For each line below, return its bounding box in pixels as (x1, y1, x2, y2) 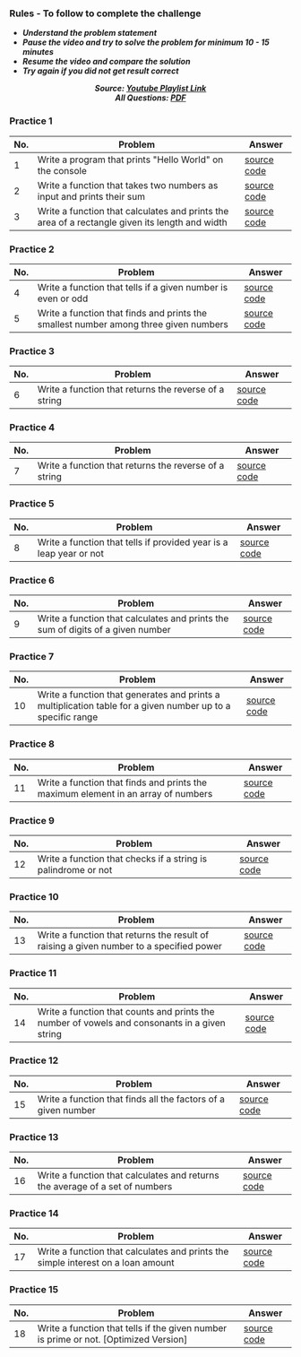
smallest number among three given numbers (37, 317, 228, 330)
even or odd (37, 292, 89, 305)
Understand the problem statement (21, 28, 158, 39)
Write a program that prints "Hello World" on (37, 153, 224, 166)
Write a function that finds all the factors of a (37, 1093, 226, 1105)
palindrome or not (37, 863, 113, 876)
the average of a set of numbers (37, 1180, 173, 1193)
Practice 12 (9, 1054, 59, 1067)
